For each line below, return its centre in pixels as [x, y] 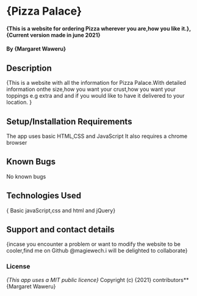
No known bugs [26, 176]
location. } [19, 103]
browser [17, 143]
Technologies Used [44, 196]
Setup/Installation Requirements [69, 121]
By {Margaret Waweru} [36, 49]
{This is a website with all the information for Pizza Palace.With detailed [96, 83]
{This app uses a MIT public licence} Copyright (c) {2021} [79, 280]
